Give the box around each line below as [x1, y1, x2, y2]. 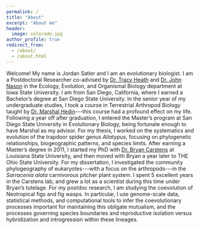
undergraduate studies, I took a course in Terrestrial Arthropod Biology [6, 101, 181, 108]
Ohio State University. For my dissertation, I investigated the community [6, 158, 183, 166]
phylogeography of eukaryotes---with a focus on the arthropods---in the [6, 165, 187, 172]
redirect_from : [6, 42, 44, 48]
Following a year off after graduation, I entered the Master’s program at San [6, 114, 192, 121]
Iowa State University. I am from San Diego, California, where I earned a [6, 88, 183, 96]
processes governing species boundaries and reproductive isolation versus [6, 209, 192, 216]
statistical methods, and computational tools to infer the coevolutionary [6, 197, 181, 204]
